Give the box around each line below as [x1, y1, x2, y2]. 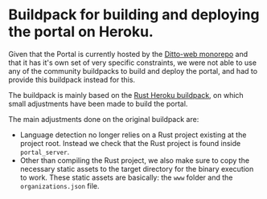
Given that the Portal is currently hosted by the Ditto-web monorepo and [8, 49, 248, 59]
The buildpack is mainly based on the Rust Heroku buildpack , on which [8, 90, 244, 99]
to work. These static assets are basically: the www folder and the [19, 173, 233, 182]
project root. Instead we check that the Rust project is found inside [19, 138, 241, 148]
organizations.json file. [19, 181, 100, 190]
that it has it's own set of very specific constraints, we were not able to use [8, 58, 257, 67]
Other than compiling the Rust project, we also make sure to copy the [19, 155, 250, 165]
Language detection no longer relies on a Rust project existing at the [19, 130, 247, 140]
